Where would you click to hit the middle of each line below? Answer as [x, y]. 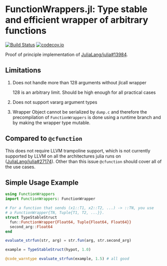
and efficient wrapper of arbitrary [77, 20]
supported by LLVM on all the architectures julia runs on [63, 156]
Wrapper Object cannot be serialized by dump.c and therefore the [80, 112]
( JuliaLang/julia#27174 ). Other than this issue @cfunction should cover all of [83, 161]
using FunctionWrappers [30, 194]
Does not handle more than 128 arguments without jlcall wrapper [79, 82]
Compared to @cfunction [44, 139]
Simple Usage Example [42, 182]
